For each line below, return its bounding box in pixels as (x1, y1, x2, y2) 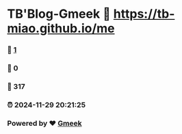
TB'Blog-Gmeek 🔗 (7, 6, 111, 22)
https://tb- (113, 6, 175, 22)
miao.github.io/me (7, 21, 115, 36)
